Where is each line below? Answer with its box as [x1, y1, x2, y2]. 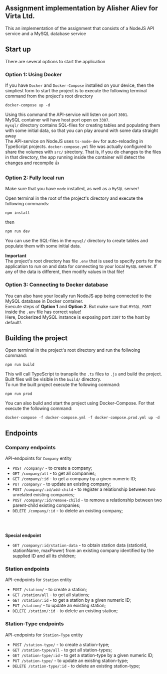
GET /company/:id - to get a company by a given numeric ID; [12, 476, 136, 482]
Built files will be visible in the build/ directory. [5, 376, 101, 382]
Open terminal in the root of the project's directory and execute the [5, 195, 143, 201]
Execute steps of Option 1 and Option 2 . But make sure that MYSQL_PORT [5, 303, 151, 309]
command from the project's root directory [5, 93, 93, 99]
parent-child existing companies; [12, 502, 80, 508]
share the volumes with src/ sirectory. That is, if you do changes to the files [5, 149, 161, 155]
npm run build [5, 362, 35, 367]
